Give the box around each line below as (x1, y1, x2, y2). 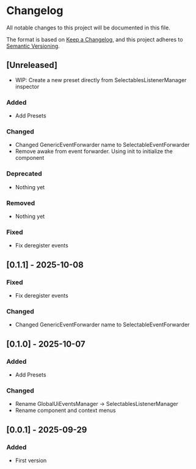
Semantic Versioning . (6, 42, 60, 50)
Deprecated (6, 170, 43, 178)
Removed (6, 198, 35, 207)
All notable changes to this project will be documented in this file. (6, 24, 171, 31)
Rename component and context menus (15, 407, 116, 414)
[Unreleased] (6, 60, 58, 70)
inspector (15, 83, 40, 90)
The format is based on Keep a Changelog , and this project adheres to (6, 36, 183, 43)
